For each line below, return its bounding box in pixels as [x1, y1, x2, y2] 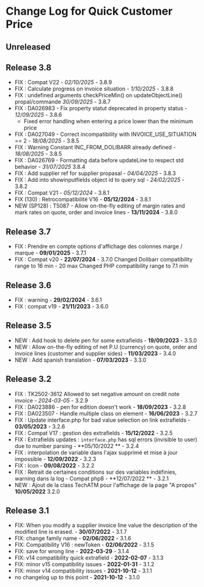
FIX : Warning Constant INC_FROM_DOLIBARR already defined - [14, 144, 176, 151]
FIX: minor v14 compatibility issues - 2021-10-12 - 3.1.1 [14, 567, 152, 575]
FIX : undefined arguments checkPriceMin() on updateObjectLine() [14, 92, 183, 99]
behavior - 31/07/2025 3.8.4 [14, 163, 86, 171]
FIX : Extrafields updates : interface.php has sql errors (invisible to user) [14, 436, 198, 443]
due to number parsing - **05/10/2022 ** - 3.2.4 [14, 442, 139, 449]
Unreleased [5, 42, 51, 52]
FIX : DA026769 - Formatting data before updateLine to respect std [14, 157, 184, 164]
